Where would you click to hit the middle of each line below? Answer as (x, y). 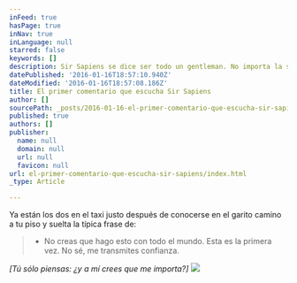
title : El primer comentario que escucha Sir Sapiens (110, 91)
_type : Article (37, 182)
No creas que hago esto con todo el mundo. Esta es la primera (158, 241)
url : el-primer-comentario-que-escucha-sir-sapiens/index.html (128, 173)
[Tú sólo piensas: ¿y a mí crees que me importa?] (99, 269)
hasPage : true (35, 26)
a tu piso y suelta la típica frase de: (73, 224)
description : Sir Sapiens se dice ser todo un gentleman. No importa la (146, 67)
